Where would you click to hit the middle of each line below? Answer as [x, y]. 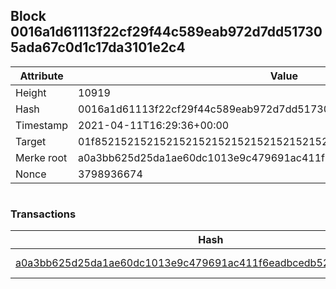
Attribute [41, 76]
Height [31, 92]
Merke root [41, 157]
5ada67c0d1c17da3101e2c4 [98, 47]
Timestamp [42, 125]
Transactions [43, 214]
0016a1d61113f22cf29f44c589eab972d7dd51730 [166, 32]
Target [31, 141]
